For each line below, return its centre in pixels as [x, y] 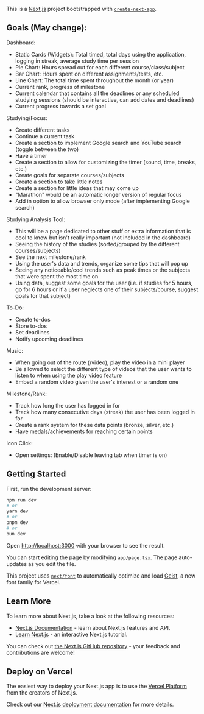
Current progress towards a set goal [61, 106]
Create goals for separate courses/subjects [70, 175]
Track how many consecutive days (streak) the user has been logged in [105, 412]
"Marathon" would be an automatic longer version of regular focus [98, 194]
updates [17, 564]
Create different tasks [42, 130]
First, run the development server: [49, 489]
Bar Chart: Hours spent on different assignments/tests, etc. [89, 74]
